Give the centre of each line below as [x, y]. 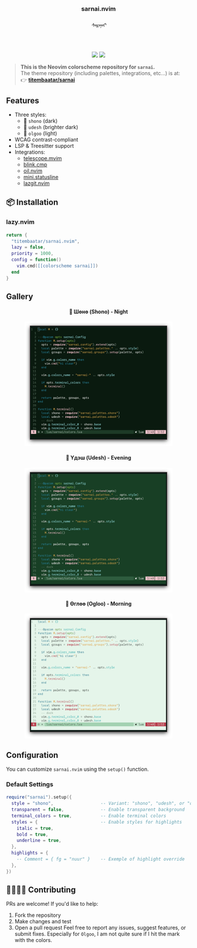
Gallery [20, 297]
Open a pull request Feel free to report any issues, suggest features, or [100, 928]
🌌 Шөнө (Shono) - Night [98, 311]
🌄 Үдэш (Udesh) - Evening [98, 458]
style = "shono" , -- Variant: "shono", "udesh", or [98, 804]
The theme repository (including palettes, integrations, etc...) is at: [100, 73]
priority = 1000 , [33, 254]
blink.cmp [35, 164]
